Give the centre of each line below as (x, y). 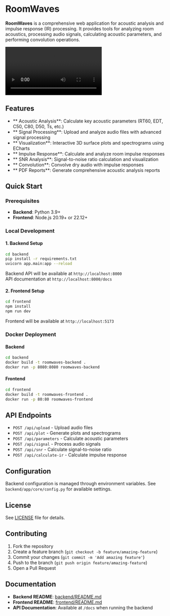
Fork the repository (33, 546)
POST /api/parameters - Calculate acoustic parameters (70, 438)
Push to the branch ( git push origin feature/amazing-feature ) (80, 562)
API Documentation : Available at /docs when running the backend (83, 607)
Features (20, 109)
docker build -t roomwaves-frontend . (47, 394)
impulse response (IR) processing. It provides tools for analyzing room (80, 28)
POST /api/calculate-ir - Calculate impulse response (70, 455)
